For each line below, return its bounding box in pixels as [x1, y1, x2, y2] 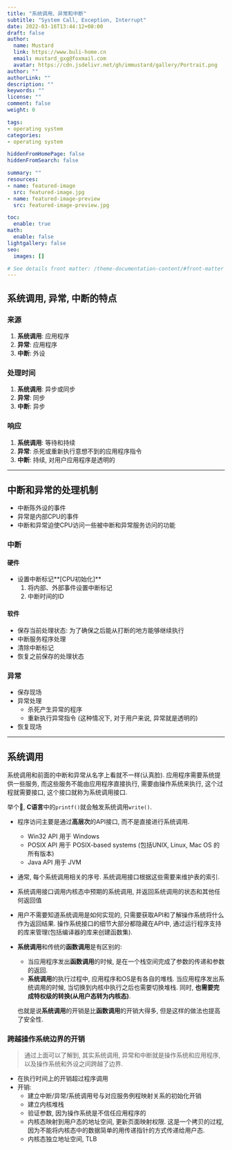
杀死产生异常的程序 [27, 705, 83, 713]
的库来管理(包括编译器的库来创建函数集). [17, 928, 133, 936]
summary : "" [7, 170, 41, 177]
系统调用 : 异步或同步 [17, 385, 76, 394]
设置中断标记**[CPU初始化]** [17, 575, 101, 584]
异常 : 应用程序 [17, 340, 57, 349]
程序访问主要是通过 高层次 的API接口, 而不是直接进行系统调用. [17, 817, 190, 825]
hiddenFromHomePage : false [7, 151, 85, 157]
